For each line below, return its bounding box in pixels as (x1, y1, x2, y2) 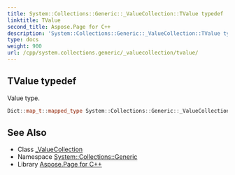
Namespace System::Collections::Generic (17, 153, 138, 161)
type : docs (7, 36, 39, 43)
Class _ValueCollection (17, 145, 83, 154)
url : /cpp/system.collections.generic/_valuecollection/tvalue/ (7, 50, 199, 57)
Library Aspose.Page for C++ (17, 160, 103, 169)
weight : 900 (7, 43, 42, 50)
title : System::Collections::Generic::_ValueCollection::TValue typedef (7, 10, 224, 17)
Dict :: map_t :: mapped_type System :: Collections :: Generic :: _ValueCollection (7, 107, 230, 114)
